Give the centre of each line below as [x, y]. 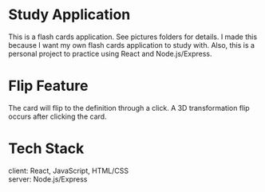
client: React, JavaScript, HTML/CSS [69, 170]
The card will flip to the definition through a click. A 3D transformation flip [129, 108]
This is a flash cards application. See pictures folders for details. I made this [133, 37]
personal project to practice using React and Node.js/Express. [111, 53]
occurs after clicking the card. [57, 116]
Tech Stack [46, 149]
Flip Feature [48, 86]
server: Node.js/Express [48, 179]
